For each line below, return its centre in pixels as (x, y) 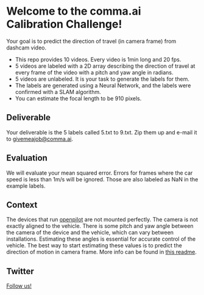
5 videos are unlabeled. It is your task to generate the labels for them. (102, 79)
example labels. (26, 186)
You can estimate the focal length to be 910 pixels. (78, 98)
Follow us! (19, 286)
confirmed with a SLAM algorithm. (58, 92)
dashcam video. (26, 48)
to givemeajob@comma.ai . (40, 139)
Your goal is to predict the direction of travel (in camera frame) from (91, 41)
